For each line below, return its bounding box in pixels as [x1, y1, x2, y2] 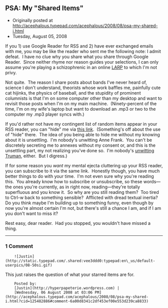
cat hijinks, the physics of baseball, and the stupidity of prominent [5, 90, 141, 96]
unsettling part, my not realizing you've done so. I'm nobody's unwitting [5, 147, 154, 153]
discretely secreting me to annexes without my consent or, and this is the [5, 142, 156, 148]
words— [143, 178, 161, 184]
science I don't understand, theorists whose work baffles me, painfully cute [5, 85, 161, 91]
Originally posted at [12, 17, 53, 23]
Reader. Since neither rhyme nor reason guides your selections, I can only [5, 59, 159, 65]
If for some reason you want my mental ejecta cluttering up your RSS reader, [5, 162, 163, 168]
